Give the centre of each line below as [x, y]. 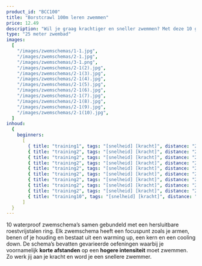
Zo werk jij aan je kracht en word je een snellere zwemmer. [79, 257]
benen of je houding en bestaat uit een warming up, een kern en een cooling [101, 238]
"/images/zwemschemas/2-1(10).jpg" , [63, 113]
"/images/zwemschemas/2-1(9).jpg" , [62, 107]
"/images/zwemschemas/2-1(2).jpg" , [62, 68]
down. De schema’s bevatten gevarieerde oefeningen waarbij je [85, 244]
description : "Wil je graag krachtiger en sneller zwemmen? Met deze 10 [99, 29]
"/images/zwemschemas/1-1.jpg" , [57, 51]
